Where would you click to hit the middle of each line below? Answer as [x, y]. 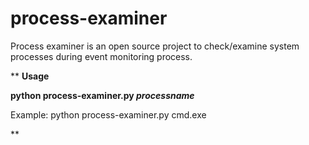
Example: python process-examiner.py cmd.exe [108, 114]
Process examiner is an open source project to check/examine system [155, 46]
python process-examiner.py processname [102, 95]
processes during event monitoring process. [101, 56]
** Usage [30, 76]
